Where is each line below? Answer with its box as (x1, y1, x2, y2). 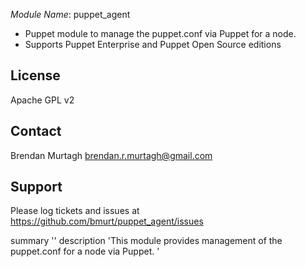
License (10, 67, 61, 84)
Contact (10, 123, 62, 140)
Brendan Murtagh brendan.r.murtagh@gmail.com (10, 149, 213, 161)
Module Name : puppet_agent (10, 9, 131, 20)
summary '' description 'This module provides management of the (10, 235, 283, 247)
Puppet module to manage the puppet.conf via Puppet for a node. (24, 28, 297, 39)
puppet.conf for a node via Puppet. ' (10, 245, 160, 258)
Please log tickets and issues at (10, 205, 140, 217)
